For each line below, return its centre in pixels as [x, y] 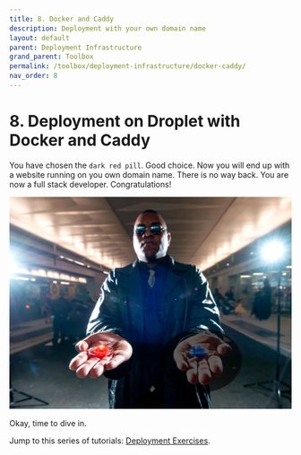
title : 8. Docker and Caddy [62, 19]
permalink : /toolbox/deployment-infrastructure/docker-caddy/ [128, 66]
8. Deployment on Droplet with [125, 122]
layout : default [39, 38]
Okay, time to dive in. [48, 423]
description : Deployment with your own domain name [107, 28]
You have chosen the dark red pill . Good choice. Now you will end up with [150, 165]
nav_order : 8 [34, 76]
